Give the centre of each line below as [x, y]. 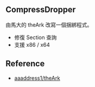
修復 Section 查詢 [35, 37]
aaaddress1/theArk [37, 78]
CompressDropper [41, 10]
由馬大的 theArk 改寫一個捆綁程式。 [49, 25]
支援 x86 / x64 [32, 44]
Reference [25, 64]
